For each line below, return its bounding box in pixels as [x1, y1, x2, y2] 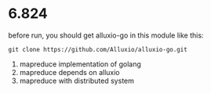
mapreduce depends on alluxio [19, 67, 120, 77]
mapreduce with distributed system [19, 76, 135, 85]
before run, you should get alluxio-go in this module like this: [8, 30, 204, 40]
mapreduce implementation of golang [19, 59, 141, 69]
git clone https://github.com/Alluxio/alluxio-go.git [8, 45, 188, 53]
